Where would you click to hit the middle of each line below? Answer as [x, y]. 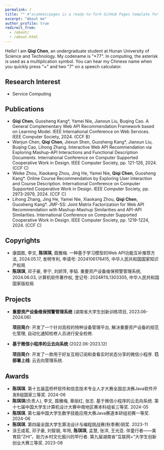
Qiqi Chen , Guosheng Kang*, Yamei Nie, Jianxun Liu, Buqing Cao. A [81, 121]
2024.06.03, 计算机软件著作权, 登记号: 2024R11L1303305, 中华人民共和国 [86, 277]
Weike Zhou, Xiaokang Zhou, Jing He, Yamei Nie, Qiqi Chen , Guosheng [84, 173]
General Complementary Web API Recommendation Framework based [83, 126]
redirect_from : [21, 28]
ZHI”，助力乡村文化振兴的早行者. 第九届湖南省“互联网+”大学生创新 [90, 436]
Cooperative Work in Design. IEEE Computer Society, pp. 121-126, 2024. [85, 163]
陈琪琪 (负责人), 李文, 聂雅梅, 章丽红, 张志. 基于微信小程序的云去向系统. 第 [85, 400]
